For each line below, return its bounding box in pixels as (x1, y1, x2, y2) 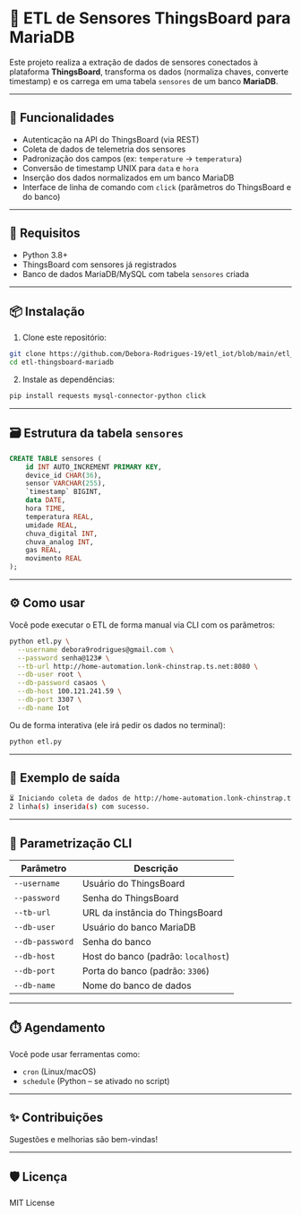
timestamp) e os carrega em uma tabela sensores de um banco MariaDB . (9, 75, 279, 86)
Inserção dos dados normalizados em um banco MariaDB (21, 172, 235, 183)
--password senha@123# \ (17, 654, 110, 663)
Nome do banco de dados (82, 979, 192, 992)
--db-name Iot (17, 703, 70, 712)
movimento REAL (25, 554, 82, 563)
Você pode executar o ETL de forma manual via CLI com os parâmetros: (9, 619, 276, 630)
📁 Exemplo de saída (9, 770, 121, 785)
